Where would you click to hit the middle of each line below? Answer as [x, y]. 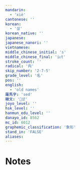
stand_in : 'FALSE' [24, 132]
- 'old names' [24, 90]
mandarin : [16, 10]
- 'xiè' [18, 15]
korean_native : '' [24, 33]
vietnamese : [18, 47]
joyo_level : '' [21, 104]
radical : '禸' [20, 66]
